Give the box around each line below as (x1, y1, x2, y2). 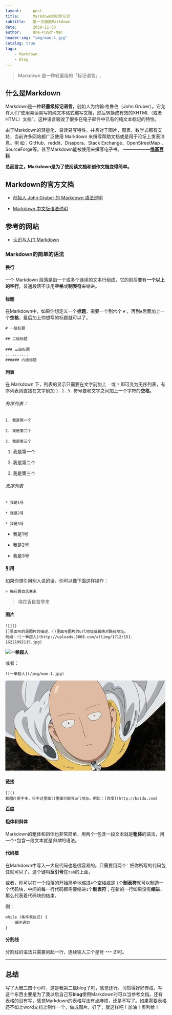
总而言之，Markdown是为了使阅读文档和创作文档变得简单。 (5, 164, 132, 170)
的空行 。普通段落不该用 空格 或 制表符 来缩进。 (5, 283, 100, 289)
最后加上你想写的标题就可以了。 (23, 314, 91, 321)
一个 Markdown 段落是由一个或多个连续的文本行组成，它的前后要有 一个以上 (5, 277, 165, 283)
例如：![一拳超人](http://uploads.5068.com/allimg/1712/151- (5, 634, 133, 640)
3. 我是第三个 (5, 439, 32, 444)
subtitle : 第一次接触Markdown (5, 19, 71, 24)
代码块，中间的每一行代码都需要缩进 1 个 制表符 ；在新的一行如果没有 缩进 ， (9, 886, 165, 892)
